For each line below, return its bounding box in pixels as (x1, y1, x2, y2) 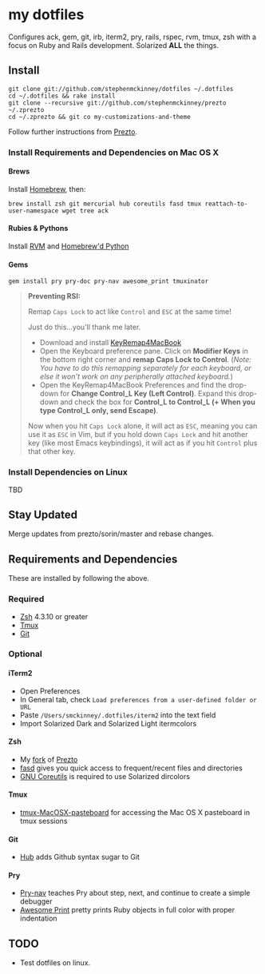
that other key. (27, 447, 76, 456)
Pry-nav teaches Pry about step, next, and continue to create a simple (19, 889, 251, 898)
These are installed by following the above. (8, 574, 150, 583)
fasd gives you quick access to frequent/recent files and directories (19, 763, 243, 773)
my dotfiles (8, 6, 85, 24)
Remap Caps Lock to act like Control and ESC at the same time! (27, 307, 231, 316)
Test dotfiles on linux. (19, 958, 91, 968)
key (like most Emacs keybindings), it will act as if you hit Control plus (27, 438, 258, 448)
